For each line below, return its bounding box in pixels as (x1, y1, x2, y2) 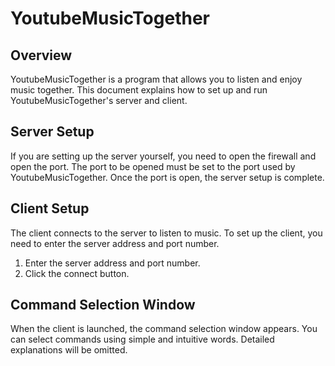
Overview (10, 47, 73, 64)
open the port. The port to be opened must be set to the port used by (10, 160, 296, 172)
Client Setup (10, 200, 90, 217)
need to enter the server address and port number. (10, 237, 220, 249)
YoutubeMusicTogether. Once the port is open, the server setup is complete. (10, 171, 325, 183)
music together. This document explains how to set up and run (10, 84, 268, 96)
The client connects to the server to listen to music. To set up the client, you (10, 227, 323, 239)
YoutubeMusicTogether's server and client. (10, 95, 188, 106)
